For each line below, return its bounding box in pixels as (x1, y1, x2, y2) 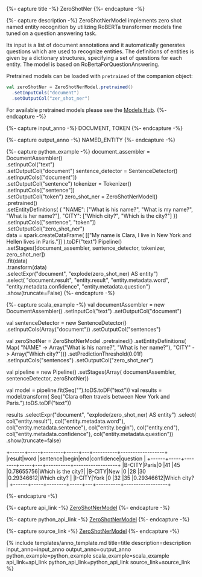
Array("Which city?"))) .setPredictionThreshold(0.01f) (11, 350, 144, 357)
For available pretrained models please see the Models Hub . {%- (6, 106, 167, 114)
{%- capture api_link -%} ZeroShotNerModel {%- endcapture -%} (6, 504, 170, 511)
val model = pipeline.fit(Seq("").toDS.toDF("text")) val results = (6, 386, 162, 394)
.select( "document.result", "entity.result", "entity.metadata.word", (6, 276, 170, 284)
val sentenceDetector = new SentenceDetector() (6, 319, 127, 326)
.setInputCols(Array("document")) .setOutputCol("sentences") (6, 325, 161, 333)
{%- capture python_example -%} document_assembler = (6, 148, 151, 155)
